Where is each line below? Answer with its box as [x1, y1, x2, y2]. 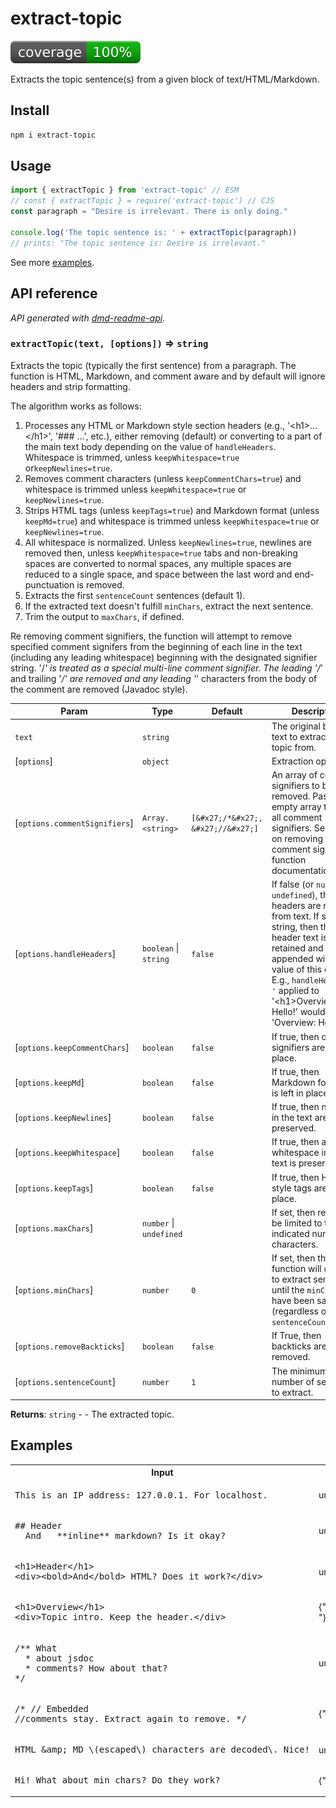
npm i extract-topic [10, 130, 97, 140]
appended [271, 953, 314, 965]
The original [271, 720, 321, 732]
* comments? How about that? [24, 1662, 168, 1674]
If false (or [271, 878, 315, 891]
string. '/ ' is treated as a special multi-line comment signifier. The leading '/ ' [10, 662, 323, 674]
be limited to [271, 1217, 323, 1229]
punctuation [24, 578, 75, 591]
